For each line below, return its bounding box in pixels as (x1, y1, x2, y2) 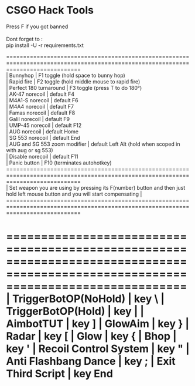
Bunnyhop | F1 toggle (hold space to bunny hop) (9, 72, 126, 79)
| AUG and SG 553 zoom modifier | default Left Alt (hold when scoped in (6, 140, 180, 147)
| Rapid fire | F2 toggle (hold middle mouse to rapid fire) (6, 78, 141, 85)
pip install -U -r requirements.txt (6, 42, 84, 49)
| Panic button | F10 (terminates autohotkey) (6, 159, 112, 166)
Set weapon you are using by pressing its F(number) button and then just (9, 184, 186, 191)
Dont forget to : (6, 35, 43, 42)
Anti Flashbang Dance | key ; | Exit (6, 355, 176, 368)
